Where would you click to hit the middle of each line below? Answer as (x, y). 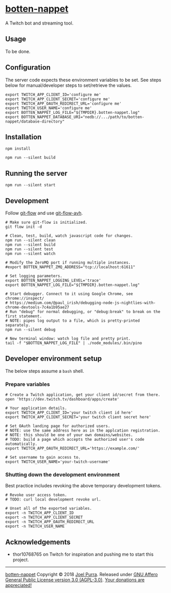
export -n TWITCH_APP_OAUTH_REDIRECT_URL (50, 522)
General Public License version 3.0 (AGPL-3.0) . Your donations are (75, 580)
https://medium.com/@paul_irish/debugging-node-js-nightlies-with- (83, 303)
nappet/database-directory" (35, 121)
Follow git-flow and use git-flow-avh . (44, 213)
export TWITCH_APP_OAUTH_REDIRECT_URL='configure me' (64, 103)
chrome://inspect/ (25, 298)
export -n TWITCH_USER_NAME (35, 527)
